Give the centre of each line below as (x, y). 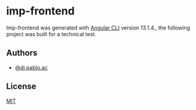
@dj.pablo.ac (31, 67)
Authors (22, 53)
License (21, 86)
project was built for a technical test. (51, 34)
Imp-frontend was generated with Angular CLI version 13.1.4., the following (98, 28)
